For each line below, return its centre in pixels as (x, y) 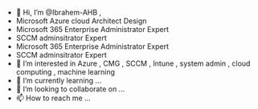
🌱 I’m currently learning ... (59, 81)
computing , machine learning (65, 72)
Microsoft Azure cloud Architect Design (81, 21)
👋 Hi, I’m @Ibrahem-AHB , (59, 12)
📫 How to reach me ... (53, 98)
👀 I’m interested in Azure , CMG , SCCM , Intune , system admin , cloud (133, 63)
